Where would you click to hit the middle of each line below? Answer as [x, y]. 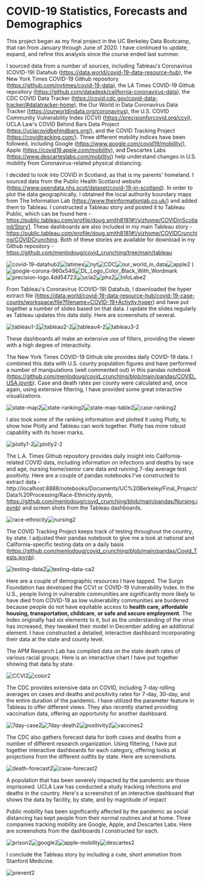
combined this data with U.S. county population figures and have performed [101, 363]
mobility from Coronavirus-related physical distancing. [74, 163]
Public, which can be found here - [49, 213]
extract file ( [22, 295]
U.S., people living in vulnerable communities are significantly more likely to [101, 594]
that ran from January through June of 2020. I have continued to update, [97, 48]
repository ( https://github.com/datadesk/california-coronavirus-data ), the [98, 91]
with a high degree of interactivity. [49, 345]
